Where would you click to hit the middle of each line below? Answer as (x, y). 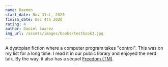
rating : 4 (16, 24)
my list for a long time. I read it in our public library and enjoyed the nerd (81, 53)
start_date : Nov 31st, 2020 (35, 15)
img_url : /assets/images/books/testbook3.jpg (54, 33)
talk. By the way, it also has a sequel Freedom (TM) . (60, 59)
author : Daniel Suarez (29, 29)
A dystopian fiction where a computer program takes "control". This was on (85, 48)
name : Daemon (19, 10)
